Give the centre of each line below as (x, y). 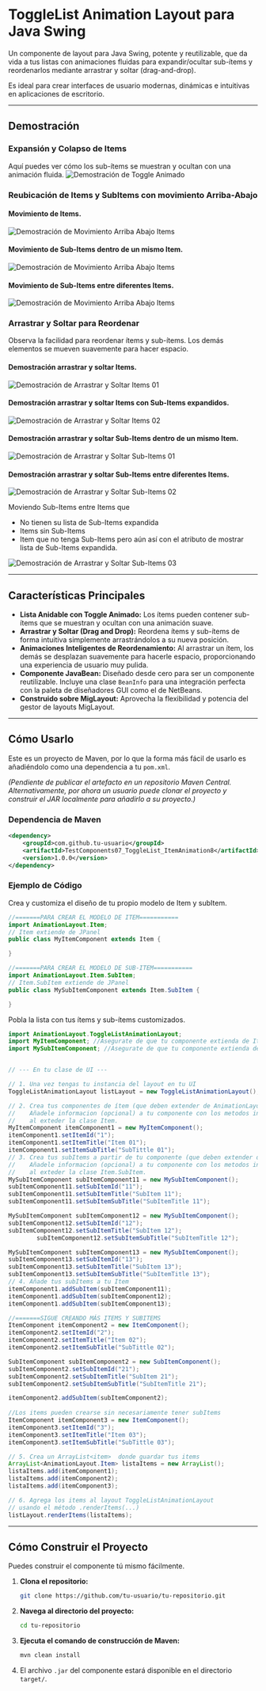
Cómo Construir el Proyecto (78, 1547)
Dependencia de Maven (55, 819)
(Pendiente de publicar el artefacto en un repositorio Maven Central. (120, 782)
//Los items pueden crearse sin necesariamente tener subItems (115, 1413)
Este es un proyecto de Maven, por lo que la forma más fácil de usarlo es (127, 758)
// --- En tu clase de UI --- (58, 1070)
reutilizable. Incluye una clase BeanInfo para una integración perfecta (133, 682)
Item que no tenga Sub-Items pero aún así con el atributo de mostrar (131, 539)
